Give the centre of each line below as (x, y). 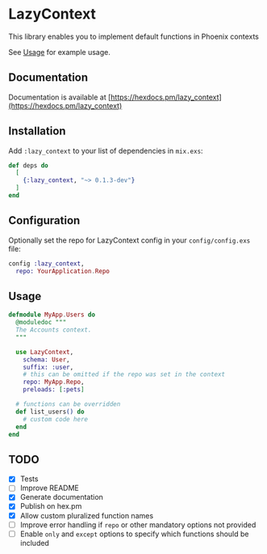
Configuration (44, 220)
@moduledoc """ (41, 323)
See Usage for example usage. (59, 52)
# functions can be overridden (68, 404)
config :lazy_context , (46, 264)
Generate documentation (61, 497)
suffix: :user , (48, 367)
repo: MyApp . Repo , (54, 382)
